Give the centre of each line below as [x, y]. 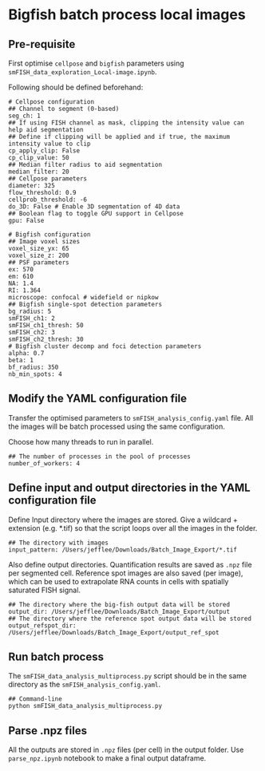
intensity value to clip [49, 144]
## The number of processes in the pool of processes [100, 457]
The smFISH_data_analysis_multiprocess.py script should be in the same [128, 676]
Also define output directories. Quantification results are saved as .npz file [131, 564]
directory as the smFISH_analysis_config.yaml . [85, 685]
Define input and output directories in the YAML [129, 488]
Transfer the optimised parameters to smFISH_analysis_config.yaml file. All [131, 417]
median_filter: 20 [39, 172]
